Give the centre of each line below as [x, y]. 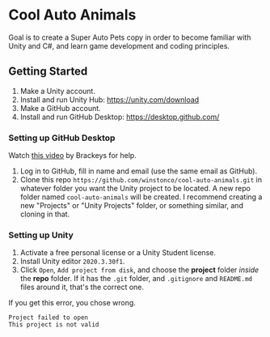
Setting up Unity [41, 235]
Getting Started [48, 72]
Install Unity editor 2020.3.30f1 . [72, 262]
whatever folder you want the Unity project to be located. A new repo [135, 189]
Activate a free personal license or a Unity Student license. [118, 253]
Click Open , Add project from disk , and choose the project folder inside [139, 270]
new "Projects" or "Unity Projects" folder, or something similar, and [132, 206]
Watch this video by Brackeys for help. [73, 156]
